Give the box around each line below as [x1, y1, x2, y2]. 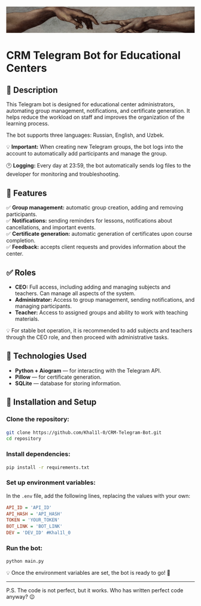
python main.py [6, 559, 44, 565]
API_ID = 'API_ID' [6, 505, 52, 511]
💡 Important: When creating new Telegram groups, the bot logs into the [6, 143, 184, 151]
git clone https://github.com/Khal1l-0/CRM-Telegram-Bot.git [6, 430, 162, 436]
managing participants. [14, 302, 72, 310]
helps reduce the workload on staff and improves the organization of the [6, 113, 185, 121]
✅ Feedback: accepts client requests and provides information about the [6, 244, 187, 251]
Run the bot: [6, 544, 43, 553]
